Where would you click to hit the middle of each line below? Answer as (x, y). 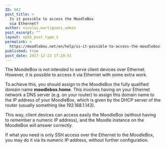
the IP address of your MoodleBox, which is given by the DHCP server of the (83, 100)
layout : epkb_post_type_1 (32, 37)
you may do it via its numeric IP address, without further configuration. (77, 140)
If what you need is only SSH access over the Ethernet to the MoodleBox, (80, 135)
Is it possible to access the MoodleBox (52, 19)
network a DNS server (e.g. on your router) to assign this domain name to (80, 95)
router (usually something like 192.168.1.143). (50, 105)
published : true (22, 51)
